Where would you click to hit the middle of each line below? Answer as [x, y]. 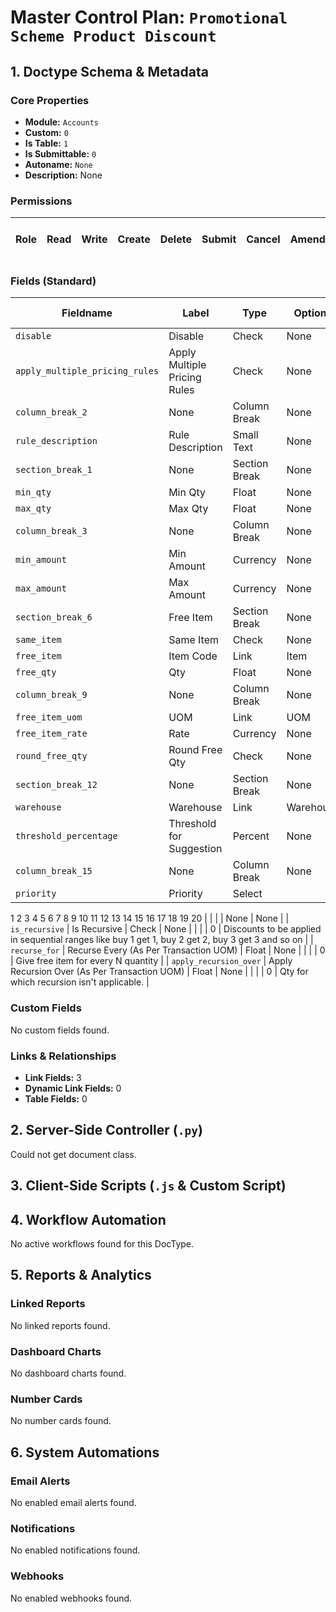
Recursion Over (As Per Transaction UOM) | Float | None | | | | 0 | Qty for [159, 972]
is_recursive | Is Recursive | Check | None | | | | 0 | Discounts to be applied [166, 929]
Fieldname [87, 313]
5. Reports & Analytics [81, 1275]
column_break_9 [51, 695]
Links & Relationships [63, 1056]
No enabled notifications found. [75, 1550]
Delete [175, 239]
